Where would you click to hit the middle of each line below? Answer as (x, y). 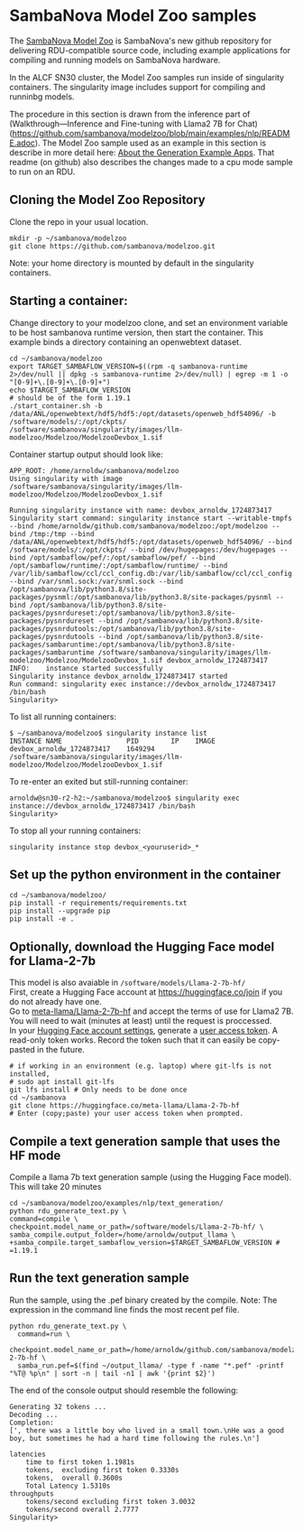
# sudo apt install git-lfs (62, 1082)
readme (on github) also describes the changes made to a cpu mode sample (151, 162)
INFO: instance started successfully (87, 668)
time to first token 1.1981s (80, 1462)
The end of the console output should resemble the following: (124, 1390)
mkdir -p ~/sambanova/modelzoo (68, 238)
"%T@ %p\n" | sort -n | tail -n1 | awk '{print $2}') (113, 1373)
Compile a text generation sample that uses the (145, 1141)
